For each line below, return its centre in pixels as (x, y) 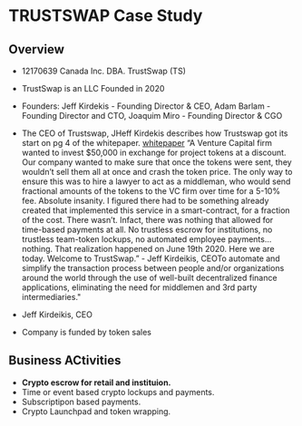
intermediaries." (51, 297)
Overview (37, 49)
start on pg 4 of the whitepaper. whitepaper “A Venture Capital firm (147, 143)
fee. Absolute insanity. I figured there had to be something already (145, 201)
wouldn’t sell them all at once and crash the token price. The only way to (157, 172)
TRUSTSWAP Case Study (106, 16)
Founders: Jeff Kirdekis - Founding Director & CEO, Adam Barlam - (146, 106)
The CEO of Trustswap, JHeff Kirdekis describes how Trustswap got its (155, 133)
